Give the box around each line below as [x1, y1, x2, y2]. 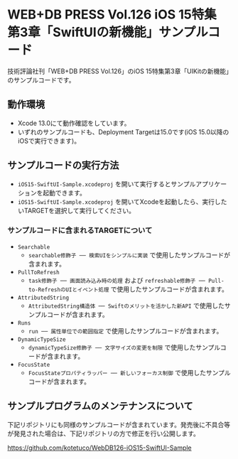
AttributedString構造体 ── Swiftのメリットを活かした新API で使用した [28, 301, 225, 310]
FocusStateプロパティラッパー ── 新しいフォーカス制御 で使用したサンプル [28, 368, 231, 377]
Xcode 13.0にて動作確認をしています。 [17, 119, 131, 127]
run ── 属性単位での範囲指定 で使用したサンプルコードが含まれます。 [28, 326, 223, 335]
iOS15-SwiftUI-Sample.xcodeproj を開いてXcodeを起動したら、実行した [17, 197, 227, 206]
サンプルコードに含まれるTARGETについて [7, 225, 153, 235]
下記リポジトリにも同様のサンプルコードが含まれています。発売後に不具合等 [7, 420, 231, 428]
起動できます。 [42, 188, 87, 197]
